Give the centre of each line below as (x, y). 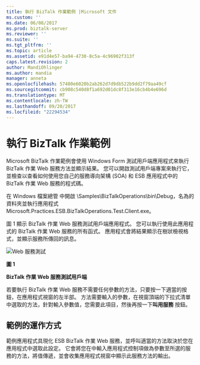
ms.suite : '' (22, 39)
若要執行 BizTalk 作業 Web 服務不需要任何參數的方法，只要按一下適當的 (94, 290)
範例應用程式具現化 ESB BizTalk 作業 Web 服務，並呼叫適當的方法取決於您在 (100, 341)
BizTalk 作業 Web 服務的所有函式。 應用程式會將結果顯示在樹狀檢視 (101, 232)
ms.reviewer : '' (26, 34)
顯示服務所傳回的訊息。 (50, 239)
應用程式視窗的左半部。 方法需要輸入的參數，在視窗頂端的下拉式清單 (106, 297)
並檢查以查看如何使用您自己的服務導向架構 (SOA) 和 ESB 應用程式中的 (92, 176)
